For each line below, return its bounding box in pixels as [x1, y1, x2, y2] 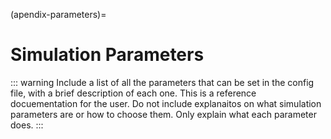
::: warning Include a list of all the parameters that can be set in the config [10, 76, 315, 88]
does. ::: [10, 119, 44, 131]
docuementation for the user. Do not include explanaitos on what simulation [10, 97, 322, 109]
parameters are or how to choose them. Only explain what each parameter [10, 108, 317, 120]
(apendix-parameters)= [10, 9, 107, 20]
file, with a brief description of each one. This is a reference [10, 87, 257, 99]
